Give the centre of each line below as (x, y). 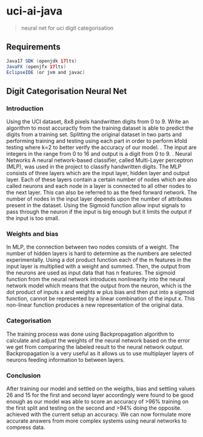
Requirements (33, 47)
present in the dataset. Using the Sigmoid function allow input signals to (96, 205)
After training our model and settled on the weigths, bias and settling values (101, 389)
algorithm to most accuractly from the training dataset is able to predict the (100, 128)
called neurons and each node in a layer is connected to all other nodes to (99, 186)
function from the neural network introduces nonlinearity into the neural (96, 279)
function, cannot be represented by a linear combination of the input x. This (101, 299)
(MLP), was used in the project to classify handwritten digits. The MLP (94, 167)
